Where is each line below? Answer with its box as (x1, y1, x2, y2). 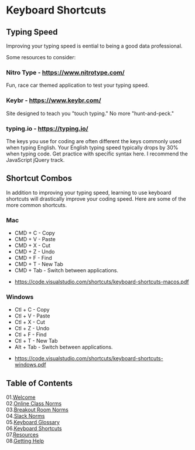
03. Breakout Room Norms (6, 406, 69, 414)
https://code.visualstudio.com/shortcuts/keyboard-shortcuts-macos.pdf (14, 278, 189, 285)
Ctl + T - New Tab (14, 337, 58, 344)
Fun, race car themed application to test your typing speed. (6, 82, 149, 89)
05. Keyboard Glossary (6, 419, 60, 426)
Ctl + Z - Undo (14, 325, 50, 332)
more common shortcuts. (6, 201, 67, 208)
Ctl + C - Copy (14, 306, 50, 313)
